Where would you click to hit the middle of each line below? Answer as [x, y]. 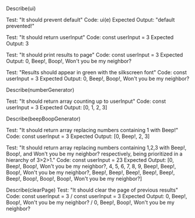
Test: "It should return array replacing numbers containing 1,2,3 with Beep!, [96, 148]
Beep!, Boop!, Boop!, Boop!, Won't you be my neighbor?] [74, 179]
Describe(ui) [21, 8]
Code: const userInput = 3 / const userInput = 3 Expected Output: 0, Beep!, [97, 196]
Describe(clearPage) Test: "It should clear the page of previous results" [92, 190]
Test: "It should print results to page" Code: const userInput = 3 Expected [95, 55]
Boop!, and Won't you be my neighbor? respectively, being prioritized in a [94, 154]
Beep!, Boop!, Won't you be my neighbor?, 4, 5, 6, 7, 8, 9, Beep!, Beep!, [91, 166]
